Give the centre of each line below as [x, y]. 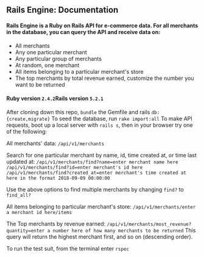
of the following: [27, 131]
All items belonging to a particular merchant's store [79, 71]
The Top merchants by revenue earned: [56, 224]
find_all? [19, 195]
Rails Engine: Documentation [62, 10]
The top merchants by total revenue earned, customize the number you [104, 78]
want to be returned [40, 84]
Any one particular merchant [51, 52]
